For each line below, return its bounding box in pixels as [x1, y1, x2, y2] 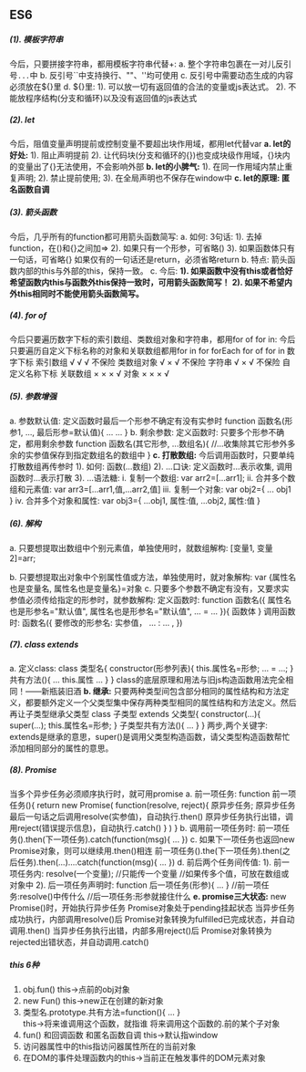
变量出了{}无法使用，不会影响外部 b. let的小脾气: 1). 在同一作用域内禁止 [16, 161, 285, 172]
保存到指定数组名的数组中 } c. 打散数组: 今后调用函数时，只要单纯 [48, 450, 295, 461]
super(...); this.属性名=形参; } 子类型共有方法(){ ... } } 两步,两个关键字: [9, 720, 269, 731]
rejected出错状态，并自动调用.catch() [9, 937, 149, 948]
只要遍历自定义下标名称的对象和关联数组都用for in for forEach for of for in [9, 346, 285, 357]
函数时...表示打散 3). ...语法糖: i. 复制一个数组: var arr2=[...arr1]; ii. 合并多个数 [9, 473, 296, 484]
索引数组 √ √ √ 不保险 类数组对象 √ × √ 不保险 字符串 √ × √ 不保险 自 [35, 357, 291, 368]
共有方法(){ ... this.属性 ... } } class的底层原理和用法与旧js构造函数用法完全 [9, 674, 286, 685]
